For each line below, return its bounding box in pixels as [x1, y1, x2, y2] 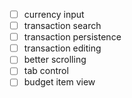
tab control [23, 65, 69, 77]
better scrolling [23, 54, 87, 66]
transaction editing [23, 42, 102, 54]
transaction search [23, 20, 102, 32]
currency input [23, 9, 85, 20]
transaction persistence [23, 31, 122, 43]
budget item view [23, 76, 96, 88]
